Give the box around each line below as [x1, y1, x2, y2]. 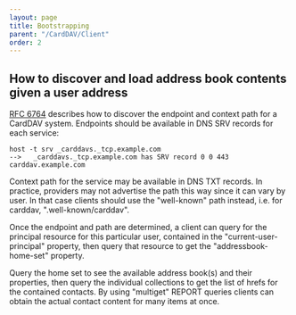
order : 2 [9, 37, 42, 47]
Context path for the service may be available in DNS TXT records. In [9, 176, 263, 187]
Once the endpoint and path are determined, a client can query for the [9, 222, 267, 233]
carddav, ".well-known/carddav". [9, 204, 130, 215]
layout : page [9, 12, 58, 22]
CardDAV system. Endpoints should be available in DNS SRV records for [9, 118, 274, 129]
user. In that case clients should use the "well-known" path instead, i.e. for [9, 195, 283, 206]
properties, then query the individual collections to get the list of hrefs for [9, 278, 278, 288]
